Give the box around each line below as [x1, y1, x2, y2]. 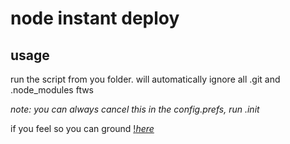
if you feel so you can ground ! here [10, 123, 155, 134]
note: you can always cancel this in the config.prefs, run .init [10, 103, 260, 115]
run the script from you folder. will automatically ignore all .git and [10, 73, 281, 85]
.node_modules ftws [10, 84, 95, 96]
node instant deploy [10, 7, 180, 30]
